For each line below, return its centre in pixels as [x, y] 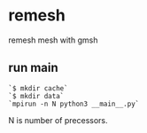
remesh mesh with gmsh [53, 40]
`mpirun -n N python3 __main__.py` [74, 104]
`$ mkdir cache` [38, 88]
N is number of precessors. [58, 120]
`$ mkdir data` [36, 96]
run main [33, 68]
